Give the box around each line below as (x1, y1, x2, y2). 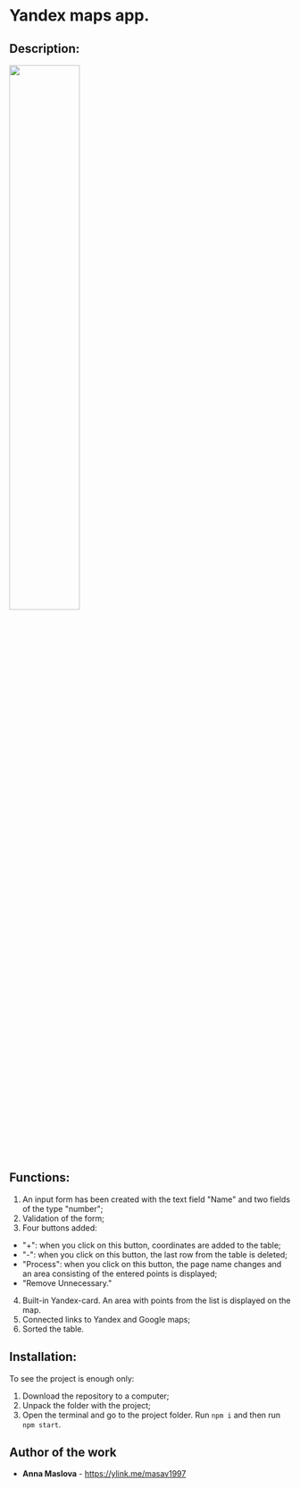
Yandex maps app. (9, 5, 150, 26)
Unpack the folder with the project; (21, 1400, 152, 1410)
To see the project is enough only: (9, 1373, 135, 1383)
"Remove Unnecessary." (21, 1277, 112, 1288)
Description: (9, 41, 80, 56)
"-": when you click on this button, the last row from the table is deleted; (21, 1248, 288, 1260)
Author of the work (9, 1445, 117, 1460)
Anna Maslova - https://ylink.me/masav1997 (21, 1468, 187, 1479)
